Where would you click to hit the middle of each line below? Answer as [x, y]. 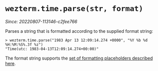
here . [10, 63]
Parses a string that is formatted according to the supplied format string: [79, 31]
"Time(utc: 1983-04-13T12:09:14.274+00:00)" [52, 49]
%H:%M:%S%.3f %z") [24, 44]
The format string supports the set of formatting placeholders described [79, 58]
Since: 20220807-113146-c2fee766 [41, 21]
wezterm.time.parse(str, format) [74, 9]
